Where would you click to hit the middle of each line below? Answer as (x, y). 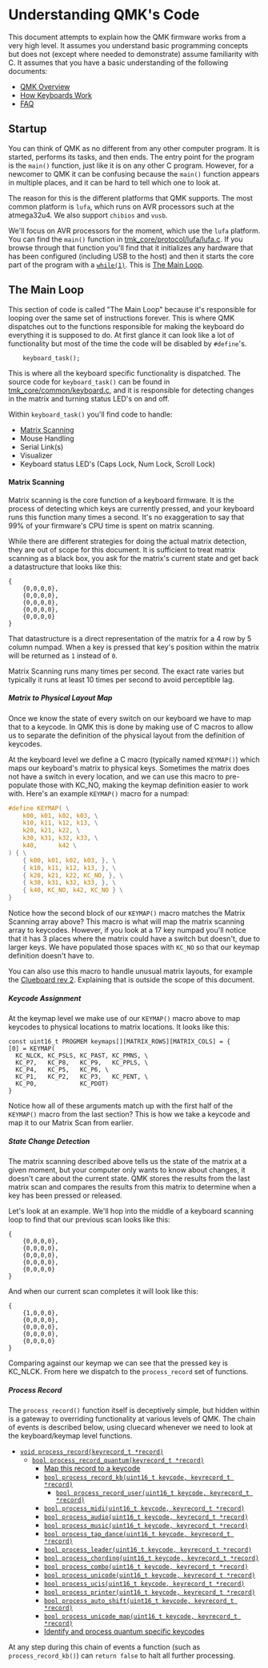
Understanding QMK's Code (104, 15)
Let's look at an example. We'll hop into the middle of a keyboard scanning (131, 1211)
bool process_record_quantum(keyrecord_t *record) (118, 1461)
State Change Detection (49, 1141)
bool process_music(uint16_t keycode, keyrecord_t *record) (146, 1526)
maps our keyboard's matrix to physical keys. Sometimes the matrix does (129, 767)
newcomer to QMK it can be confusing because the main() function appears (134, 173)
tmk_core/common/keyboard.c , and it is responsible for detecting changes (131, 390)
